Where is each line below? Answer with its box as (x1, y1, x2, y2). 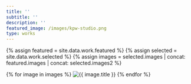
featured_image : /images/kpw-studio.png (6, 25, 107, 31)
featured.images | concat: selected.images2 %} (6, 60, 122, 67)
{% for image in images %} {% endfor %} (6, 71, 151, 78)
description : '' (6, 20, 46, 25)
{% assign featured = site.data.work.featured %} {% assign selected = (6, 47, 177, 54)
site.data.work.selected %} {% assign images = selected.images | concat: (6, 53, 186, 60)
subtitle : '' (6, 14, 38, 20)
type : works (6, 31, 35, 37)
